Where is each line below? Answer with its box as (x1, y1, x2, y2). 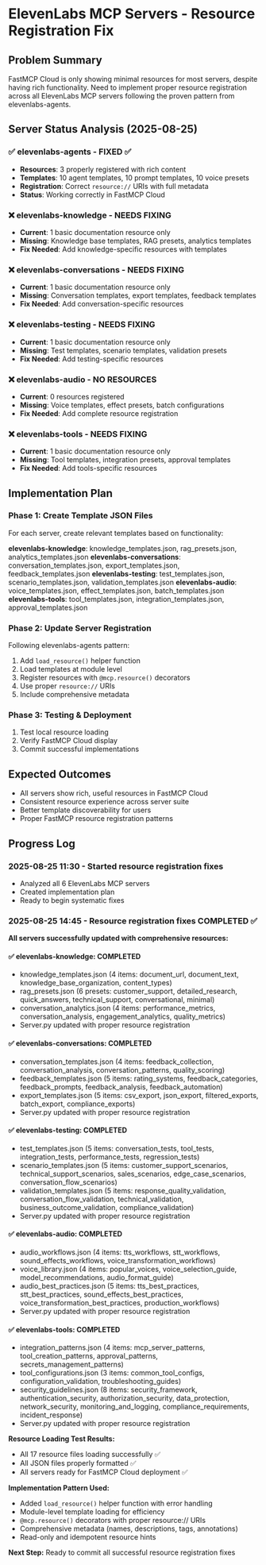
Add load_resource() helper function (19, 656, 141, 665)
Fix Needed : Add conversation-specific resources (19, 299, 184, 309)
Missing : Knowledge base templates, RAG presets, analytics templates (19, 236, 252, 245)
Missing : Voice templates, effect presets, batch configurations (19, 400, 225, 410)
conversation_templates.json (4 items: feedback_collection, (19, 1057, 214, 1066)
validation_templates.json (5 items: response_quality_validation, (19, 1185, 226, 1195)
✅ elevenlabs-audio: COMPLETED (8, 1229, 123, 1239)
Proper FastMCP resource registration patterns (19, 814, 173, 823)
